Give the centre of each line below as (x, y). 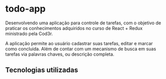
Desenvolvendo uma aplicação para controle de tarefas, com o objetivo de (83, 23)
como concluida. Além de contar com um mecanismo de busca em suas (81, 49)
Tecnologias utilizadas (42, 70)
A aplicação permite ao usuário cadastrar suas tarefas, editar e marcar (79, 43)
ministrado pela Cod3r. (29, 33)
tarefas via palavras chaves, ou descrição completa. (60, 54)
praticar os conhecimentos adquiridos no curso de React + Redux (74, 28)
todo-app (25, 9)
